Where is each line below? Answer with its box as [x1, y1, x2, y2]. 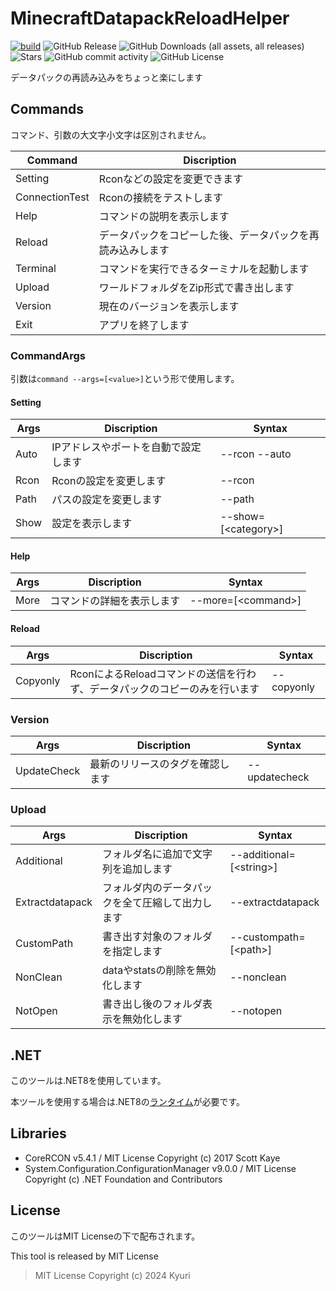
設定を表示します [51, 517, 133, 531]
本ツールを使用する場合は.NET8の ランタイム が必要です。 [10, 1096, 246, 1108]
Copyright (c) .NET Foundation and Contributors [24, 1173, 223, 1185]
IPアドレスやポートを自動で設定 [51, 440, 202, 454]
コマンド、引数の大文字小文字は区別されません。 [10, 128, 212, 141]
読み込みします [98, 243, 170, 257]
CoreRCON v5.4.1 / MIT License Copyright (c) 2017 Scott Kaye [24, 1152, 281, 1164]
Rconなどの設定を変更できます [98, 172, 244, 186]
